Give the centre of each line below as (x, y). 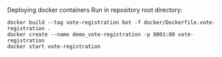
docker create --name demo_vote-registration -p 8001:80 (91, 34)
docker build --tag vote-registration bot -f (74, 23)
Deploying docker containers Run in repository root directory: (95, 10)
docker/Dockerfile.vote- (179, 23)
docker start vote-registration (54, 47)
